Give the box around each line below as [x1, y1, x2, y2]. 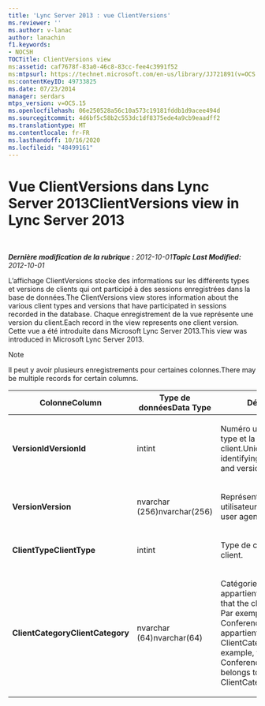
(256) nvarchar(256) [136, 506, 213, 517]
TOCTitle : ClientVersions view [8, 56, 111, 64]
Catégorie [220, 578, 258, 589]
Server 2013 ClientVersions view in [8, 194, 240, 212]
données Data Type [138, 402, 211, 413]
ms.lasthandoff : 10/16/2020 [8, 136, 101, 144]
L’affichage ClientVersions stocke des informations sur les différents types [8, 276, 250, 286]
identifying [220, 453, 260, 464]
